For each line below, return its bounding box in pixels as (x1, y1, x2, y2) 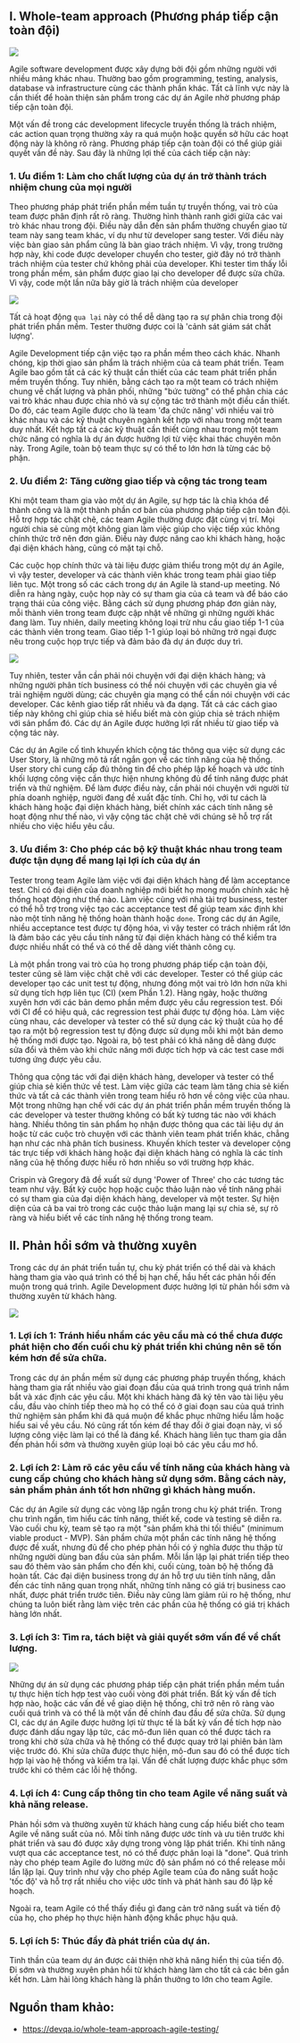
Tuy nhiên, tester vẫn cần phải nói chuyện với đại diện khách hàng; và (9, 671, 266, 681)
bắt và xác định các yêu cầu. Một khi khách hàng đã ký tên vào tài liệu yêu (9, 1391, 284, 1402)
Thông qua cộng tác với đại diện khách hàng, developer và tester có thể (9, 1071, 274, 1081)
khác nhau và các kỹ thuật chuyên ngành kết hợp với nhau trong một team (9, 415, 283, 425)
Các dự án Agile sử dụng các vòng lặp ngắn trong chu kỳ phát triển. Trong (9, 1504, 282, 1515)
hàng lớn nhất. (9, 1609, 62, 1620)
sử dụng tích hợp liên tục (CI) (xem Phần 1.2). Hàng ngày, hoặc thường (9, 987, 268, 998)
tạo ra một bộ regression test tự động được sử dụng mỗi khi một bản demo (9, 1025, 284, 1036)
